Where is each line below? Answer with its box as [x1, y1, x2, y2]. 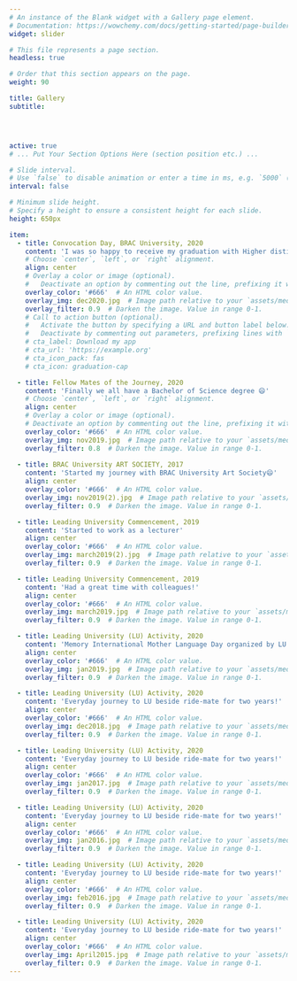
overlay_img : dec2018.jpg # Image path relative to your [25, 722, 243, 730]
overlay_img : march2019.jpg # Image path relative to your [25, 607, 251, 616]
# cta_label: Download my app [25, 337, 137, 346]
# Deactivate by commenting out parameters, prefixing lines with [25, 329, 283, 338]
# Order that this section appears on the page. [9, 70, 192, 79]
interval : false [9, 182, 69, 191]
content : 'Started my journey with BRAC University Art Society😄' [25, 468, 278, 478]
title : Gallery [9, 94, 65, 103]
